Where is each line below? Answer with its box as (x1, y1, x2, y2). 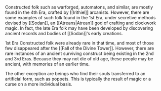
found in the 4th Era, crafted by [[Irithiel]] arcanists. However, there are (5, 9, 150, 15)
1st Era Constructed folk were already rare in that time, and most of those (5, 40, 154, 46)
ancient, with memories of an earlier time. (5, 61, 90, 67)
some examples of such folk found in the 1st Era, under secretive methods (5, 15, 156, 20)
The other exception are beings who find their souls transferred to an (5, 71, 146, 76)
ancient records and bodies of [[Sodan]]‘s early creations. (5, 31, 123, 36)
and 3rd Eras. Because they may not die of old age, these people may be (5, 56, 153, 61)
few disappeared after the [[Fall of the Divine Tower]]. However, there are (5, 45, 154, 51)
